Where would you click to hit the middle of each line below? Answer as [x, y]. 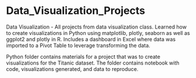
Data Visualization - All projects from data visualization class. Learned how [96, 27]
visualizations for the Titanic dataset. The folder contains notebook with [93, 63]
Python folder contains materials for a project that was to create [83, 56]
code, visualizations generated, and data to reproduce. [72, 69]
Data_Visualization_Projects [76, 11]
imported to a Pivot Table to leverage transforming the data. [78, 45]
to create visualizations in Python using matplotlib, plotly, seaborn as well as [98, 33]
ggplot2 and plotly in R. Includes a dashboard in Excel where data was [91, 39]
